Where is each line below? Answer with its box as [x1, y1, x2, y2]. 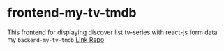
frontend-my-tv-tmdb [7, 5, 137, 21]
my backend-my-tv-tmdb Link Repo [7, 35, 105, 43]
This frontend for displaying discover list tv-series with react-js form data [7, 28, 218, 36]
